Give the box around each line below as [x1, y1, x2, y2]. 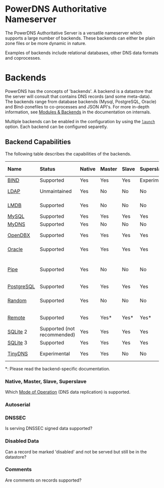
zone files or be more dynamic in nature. [5, 40, 86, 46]
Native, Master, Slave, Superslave [5, 378, 87, 384]
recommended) [40, 331, 76, 338]
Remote [7, 314, 25, 321]
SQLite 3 [7, 339, 28, 346]
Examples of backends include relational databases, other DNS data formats [5, 50, 159, 56]
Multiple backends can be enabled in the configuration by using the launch [5, 118, 155, 124]
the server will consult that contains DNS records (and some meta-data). [5, 93, 151, 99]
